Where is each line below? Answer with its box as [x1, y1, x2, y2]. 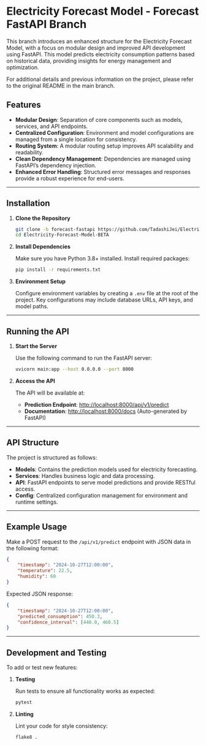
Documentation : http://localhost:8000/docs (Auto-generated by [24, 407, 188, 415]
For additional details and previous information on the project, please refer [6, 75, 194, 83]
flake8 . [15, 734, 38, 740]
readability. [15, 148, 44, 156]
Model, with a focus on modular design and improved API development [6, 44, 186, 51]
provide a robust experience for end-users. [15, 175, 124, 182]
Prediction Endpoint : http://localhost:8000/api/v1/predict [24, 401, 169, 408]
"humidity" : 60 [17, 573, 56, 580]
